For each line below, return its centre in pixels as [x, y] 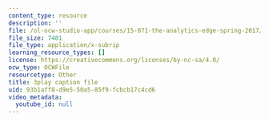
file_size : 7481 [35, 38]
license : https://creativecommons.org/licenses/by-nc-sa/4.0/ [114, 60]
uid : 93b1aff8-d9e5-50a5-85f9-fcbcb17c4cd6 [82, 90]
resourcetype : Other [43, 75]
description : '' [35, 23]
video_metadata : [35, 97]
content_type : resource [48, 16]
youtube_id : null [44, 104]
